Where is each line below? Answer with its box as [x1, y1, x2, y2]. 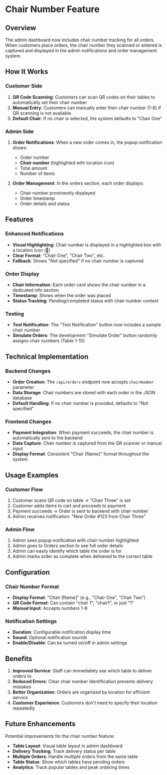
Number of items [20, 170, 55, 177]
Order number [20, 154, 50, 160]
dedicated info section [12, 287, 59, 293]
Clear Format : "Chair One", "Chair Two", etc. [12, 252, 105, 259]
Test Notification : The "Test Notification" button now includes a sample [12, 322, 161, 328]
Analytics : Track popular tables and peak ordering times [12, 764, 130, 770]
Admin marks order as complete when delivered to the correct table [12, 553, 153, 559]
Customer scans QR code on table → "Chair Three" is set [12, 497, 131, 503]
